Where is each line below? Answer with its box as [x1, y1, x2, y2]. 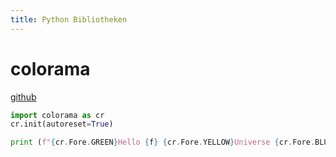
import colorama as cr [10, 110, 105, 120]
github [10, 91, 37, 103]
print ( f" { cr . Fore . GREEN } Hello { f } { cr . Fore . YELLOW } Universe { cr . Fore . [10, 137, 316, 148]
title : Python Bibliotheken [10, 14, 128, 25]
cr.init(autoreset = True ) [10, 119, 114, 130]
